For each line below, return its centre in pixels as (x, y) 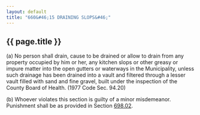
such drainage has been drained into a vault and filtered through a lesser (96, 75)
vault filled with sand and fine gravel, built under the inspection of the (92, 81)
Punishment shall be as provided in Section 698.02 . (70, 106)
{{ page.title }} (34, 42)
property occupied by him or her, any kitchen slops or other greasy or (92, 62)
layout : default (26, 12)
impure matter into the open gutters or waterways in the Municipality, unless (100, 69)
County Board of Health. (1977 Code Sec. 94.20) (66, 88)
